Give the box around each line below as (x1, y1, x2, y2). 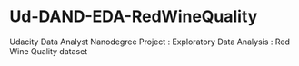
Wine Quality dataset (9, 45, 88, 56)
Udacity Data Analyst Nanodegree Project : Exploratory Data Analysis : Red (9, 36, 291, 47)
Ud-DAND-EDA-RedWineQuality (9, 6, 258, 27)
